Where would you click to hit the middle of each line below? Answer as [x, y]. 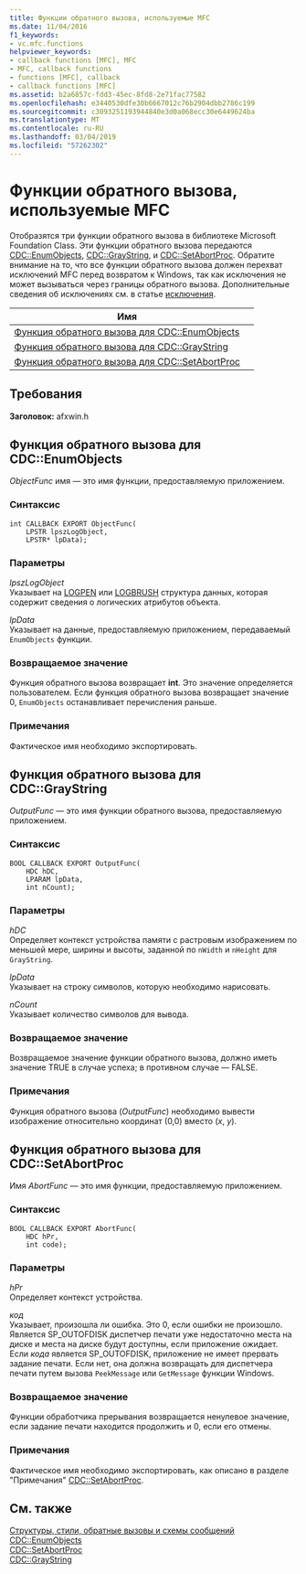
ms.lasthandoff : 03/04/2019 [63, 137]
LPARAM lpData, [55, 879]
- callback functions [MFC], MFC [73, 60]
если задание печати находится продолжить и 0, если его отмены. [141, 1427]
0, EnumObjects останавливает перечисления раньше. [113, 702]
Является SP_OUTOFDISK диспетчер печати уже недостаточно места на [151, 1334]
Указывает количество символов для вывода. [99, 1014]
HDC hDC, [42, 871]
